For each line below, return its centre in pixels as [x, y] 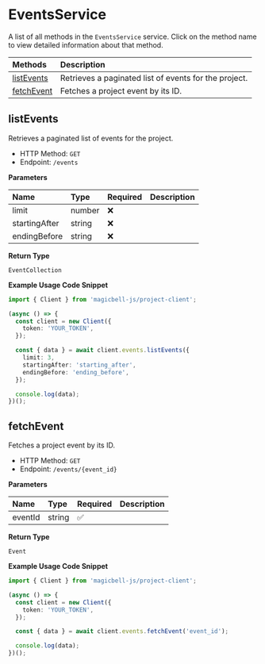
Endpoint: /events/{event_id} [68, 469]
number [85, 210]
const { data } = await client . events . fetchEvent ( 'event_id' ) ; [122, 631]
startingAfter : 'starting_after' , [79, 365]
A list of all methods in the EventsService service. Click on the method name [132, 36]
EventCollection [35, 270]
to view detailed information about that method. [86, 44]
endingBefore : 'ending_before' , [76, 372]
